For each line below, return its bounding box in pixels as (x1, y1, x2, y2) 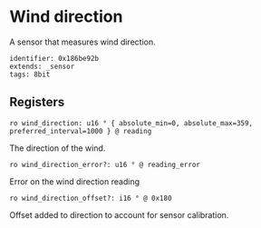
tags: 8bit (9, 70, 51, 79)
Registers (9, 94, 65, 110)
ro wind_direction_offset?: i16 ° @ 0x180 (9, 193, 172, 203)
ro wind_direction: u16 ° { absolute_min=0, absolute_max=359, (9, 118, 254, 128)
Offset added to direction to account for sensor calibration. (9, 209, 229, 220)
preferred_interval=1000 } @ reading (9, 126, 152, 135)
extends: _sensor (9, 62, 75, 71)
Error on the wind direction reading (9, 175, 140, 187)
